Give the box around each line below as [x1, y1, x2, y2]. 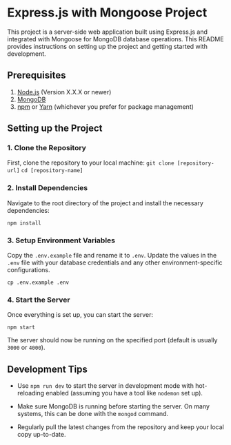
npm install [7, 219, 41, 227]
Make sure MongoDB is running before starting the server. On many [17, 402, 210, 411]
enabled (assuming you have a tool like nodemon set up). [46, 389, 203, 397]
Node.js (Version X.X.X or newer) [17, 87, 112, 96]
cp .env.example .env [7, 279, 70, 287]
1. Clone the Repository [7, 143, 86, 153]
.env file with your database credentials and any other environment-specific [7, 258, 223, 267]
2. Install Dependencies [7, 183, 88, 193]
